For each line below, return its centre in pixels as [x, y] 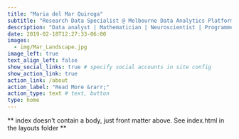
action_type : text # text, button [59, 93]
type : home [23, 101]
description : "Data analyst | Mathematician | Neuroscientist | [105, 27]
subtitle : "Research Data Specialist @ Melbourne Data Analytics [106, 21]
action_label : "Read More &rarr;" [59, 87]
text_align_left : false [43, 61]
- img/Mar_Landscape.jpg [51, 47]
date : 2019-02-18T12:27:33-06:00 [57, 34]
